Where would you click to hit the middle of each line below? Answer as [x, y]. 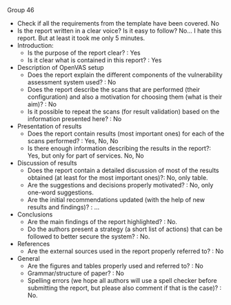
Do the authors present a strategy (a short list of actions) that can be [125, 229]
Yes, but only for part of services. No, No [86, 156]
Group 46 [21, 10]
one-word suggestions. [61, 192]
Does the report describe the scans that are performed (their [114, 90]
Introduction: [35, 45]
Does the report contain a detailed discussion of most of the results [123, 170]
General [28, 258]
